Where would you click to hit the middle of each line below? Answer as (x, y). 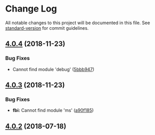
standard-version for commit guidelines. (47, 28)
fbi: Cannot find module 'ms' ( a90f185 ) (53, 110)
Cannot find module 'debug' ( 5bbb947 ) (53, 69)
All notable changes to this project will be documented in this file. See (78, 23)
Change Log (31, 9)
